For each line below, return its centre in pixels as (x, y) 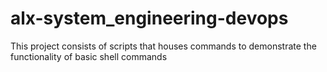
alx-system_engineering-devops (149, 18)
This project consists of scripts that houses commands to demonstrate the (163, 46)
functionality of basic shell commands (89, 56)
